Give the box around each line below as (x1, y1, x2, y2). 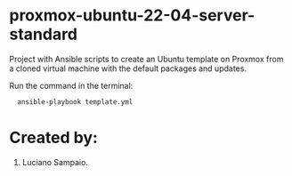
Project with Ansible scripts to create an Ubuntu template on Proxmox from (9, 53, 284, 64)
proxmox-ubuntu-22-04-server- (9, 5, 255, 26)
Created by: (9, 128, 98, 148)
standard (9, 24, 78, 44)
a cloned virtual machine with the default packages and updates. (9, 63, 247, 74)
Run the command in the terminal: (9, 80, 134, 91)
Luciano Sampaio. (21, 156, 89, 167)
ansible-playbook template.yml (17, 97, 134, 107)
